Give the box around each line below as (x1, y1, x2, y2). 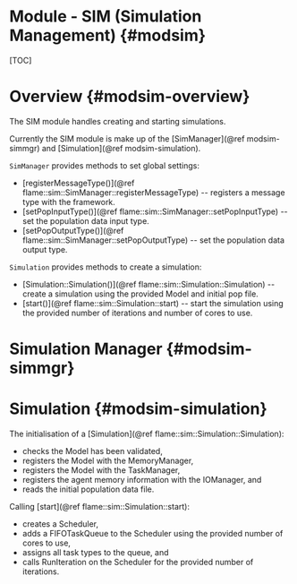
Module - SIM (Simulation (9, 6, 202, 27)
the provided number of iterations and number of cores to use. (21, 307, 253, 318)
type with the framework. (21, 196, 116, 207)
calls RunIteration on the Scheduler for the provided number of (21, 557, 254, 567)
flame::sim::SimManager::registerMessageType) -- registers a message (21, 186, 285, 198)
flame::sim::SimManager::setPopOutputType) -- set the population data (21, 235, 284, 245)
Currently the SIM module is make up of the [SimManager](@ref (9, 133, 245, 144)
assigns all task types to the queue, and (21, 547, 169, 557)
